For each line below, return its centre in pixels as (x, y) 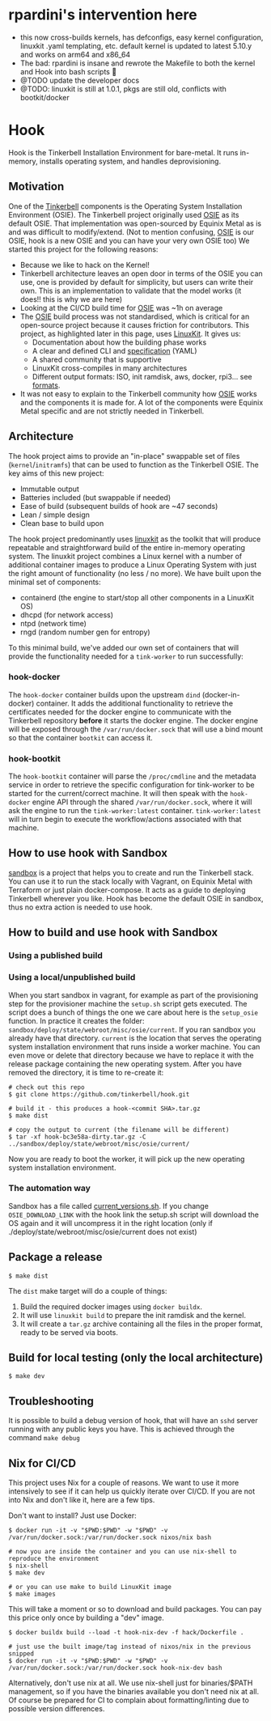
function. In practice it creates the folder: (76, 1020)
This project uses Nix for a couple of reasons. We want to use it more (124, 1483)
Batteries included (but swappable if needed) (95, 497)
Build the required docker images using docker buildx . (111, 1306)
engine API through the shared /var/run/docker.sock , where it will (142, 802)
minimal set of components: (55, 582)
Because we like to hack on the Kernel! (85, 265)
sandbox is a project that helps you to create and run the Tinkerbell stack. (131, 872)
